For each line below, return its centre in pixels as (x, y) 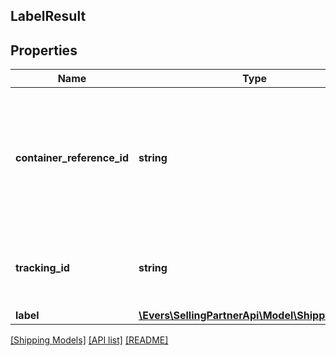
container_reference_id (72, 158)
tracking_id (42, 268)
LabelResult (48, 16)
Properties (44, 50)
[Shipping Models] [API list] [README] (89, 340)
